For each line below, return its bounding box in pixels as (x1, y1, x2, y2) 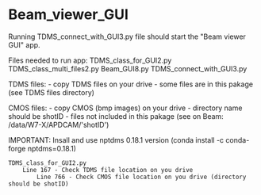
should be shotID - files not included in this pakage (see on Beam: (8, 111, 224, 120)
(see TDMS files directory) (8, 87, 95, 97)
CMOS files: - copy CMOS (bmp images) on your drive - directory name (8, 103, 243, 113)
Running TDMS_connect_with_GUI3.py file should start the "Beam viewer (8, 32, 246, 41)
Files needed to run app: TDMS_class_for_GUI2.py (8, 55, 172, 65)
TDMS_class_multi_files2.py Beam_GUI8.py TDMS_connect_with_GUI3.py (8, 63, 248, 73)
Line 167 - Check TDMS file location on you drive (22, 166, 194, 174)
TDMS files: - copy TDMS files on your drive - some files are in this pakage (8, 79, 254, 89)
